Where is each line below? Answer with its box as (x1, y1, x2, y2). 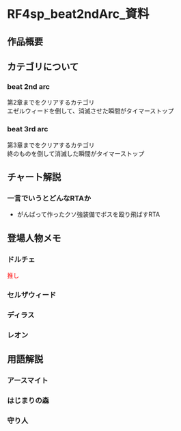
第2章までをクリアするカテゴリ (7, 99, 95, 107)
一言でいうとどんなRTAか (7, 193, 92, 203)
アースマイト (7, 376, 48, 385)
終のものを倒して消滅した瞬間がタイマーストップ (7, 149, 145, 157)
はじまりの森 (7, 395, 50, 405)
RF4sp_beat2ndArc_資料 (7, 6, 150, 22)
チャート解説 (7, 171, 61, 183)
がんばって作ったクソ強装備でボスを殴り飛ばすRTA (16, 210, 161, 219)
